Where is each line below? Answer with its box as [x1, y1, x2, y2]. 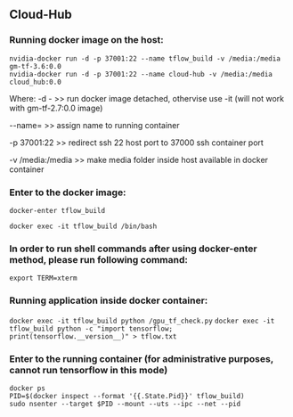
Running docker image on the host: [9, 34, 165, 46]
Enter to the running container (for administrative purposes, [9, 352, 274, 364]
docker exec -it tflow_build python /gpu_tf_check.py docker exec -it [9, 316, 275, 325]
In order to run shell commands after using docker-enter [9, 242, 257, 255]
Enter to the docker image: [9, 186, 126, 199]
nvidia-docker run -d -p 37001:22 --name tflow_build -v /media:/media [9, 53, 281, 63]
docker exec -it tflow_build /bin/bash [9, 222, 158, 231]
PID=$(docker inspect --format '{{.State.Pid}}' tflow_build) [9, 391, 245, 400]
